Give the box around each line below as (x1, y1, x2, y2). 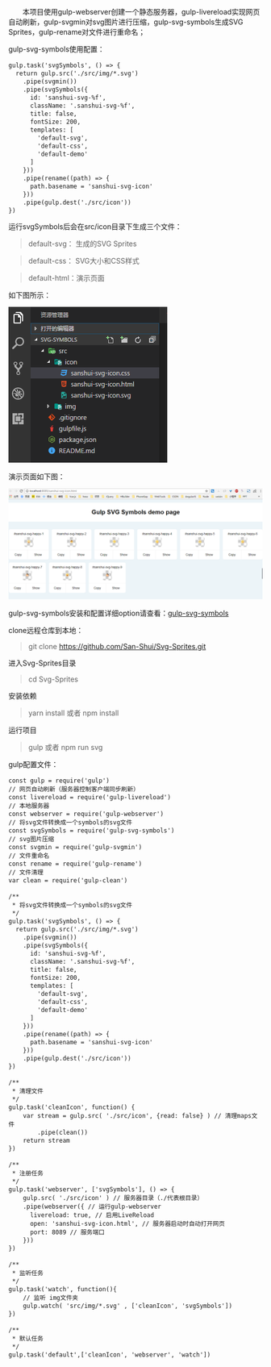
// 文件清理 (8, 868, 44, 877)
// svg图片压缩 (8, 835, 55, 843)
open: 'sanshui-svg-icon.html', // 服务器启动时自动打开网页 (29, 1219, 226, 1227)
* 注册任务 (11, 1169, 44, 1177)
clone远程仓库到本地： (8, 625, 84, 635)
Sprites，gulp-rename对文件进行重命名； (8, 27, 146, 36)
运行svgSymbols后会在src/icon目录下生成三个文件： (8, 222, 182, 231)
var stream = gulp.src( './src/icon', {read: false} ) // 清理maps (23, 1111, 252, 1119)
